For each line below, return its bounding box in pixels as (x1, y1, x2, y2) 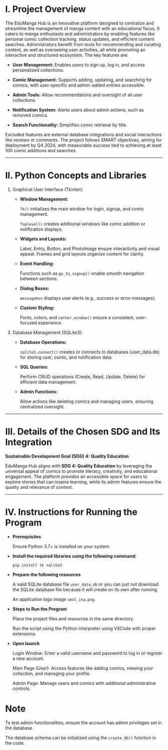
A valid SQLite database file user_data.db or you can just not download (12, 581, 159, 587)
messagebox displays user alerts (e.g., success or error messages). (19, 295, 156, 301)
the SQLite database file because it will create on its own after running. (12, 586, 158, 592)
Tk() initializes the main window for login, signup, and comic (19, 205, 144, 211)
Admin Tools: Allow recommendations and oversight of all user (12, 92, 143, 98)
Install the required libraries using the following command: (12, 553, 136, 559)
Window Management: (19, 196, 68, 202)
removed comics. (12, 112, 48, 118)
